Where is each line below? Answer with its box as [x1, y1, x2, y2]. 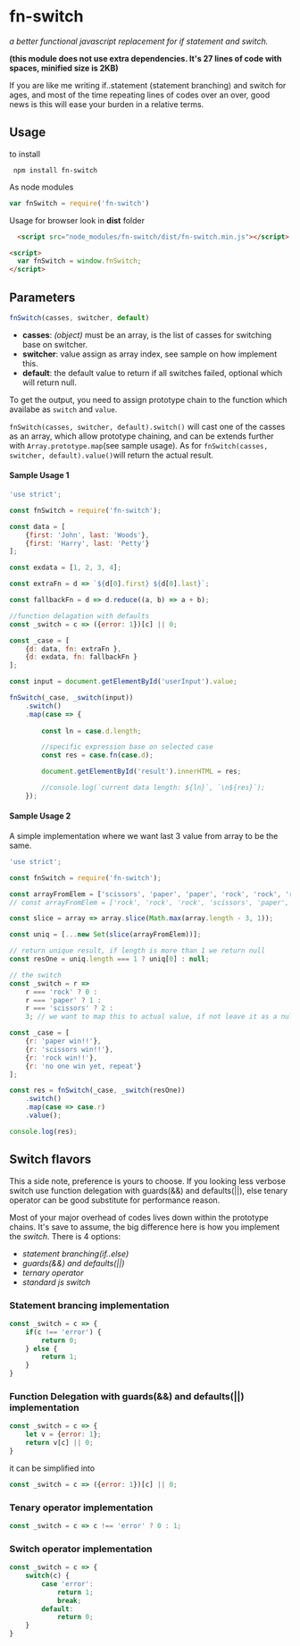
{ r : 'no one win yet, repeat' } [25, 1062, 142, 1071]
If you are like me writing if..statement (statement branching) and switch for [9, 80, 287, 90]
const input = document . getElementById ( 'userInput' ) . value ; [9, 677, 238, 686]
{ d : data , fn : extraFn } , [25, 644, 122, 653]
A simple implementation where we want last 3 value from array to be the [9, 830, 279, 841]
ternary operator [21, 1267, 84, 1278]
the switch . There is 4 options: [9, 1230, 121, 1241]
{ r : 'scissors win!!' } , [25, 1045, 114, 1054]
